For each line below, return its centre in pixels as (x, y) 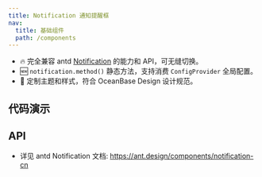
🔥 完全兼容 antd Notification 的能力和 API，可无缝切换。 (111, 61)
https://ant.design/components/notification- (182, 156)
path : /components (46, 38)
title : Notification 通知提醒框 (59, 15)
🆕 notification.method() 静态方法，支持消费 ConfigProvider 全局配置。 (139, 71)
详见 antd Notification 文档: (64, 156)
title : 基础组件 (40, 30)
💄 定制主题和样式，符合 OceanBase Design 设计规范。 (108, 81)
